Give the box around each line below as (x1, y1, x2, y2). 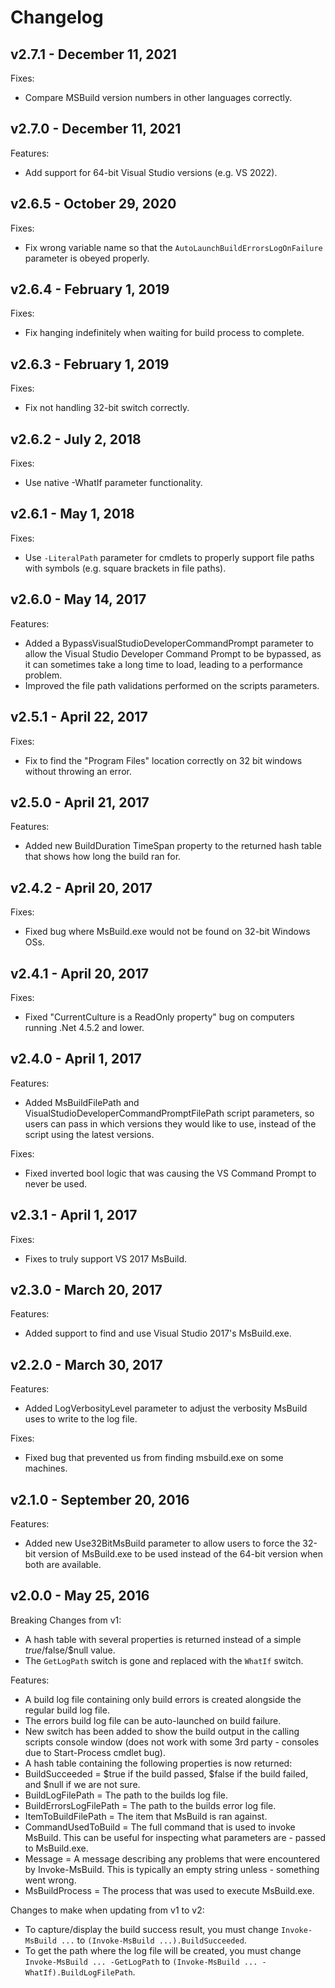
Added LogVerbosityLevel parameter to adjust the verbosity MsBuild (24, 1402, 308, 1415)
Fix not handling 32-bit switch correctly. (24, 402, 190, 414)
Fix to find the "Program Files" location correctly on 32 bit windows (24, 754, 303, 766)
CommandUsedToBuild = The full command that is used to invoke (24, 1821, 296, 1833)
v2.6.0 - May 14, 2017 (10, 591, 147, 608)
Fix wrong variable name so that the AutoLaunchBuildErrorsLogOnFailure (24, 241, 323, 253)
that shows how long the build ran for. (24, 851, 182, 863)
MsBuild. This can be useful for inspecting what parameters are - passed (24, 1831, 326, 1843)
